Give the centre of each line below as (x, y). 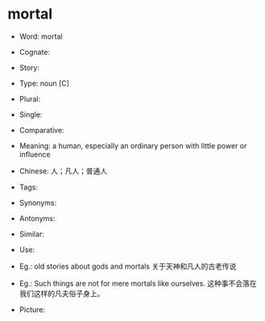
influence (35, 154)
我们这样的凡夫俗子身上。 (62, 293)
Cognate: (34, 52)
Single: (31, 115)
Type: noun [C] (44, 83)
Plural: (30, 98)
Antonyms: (37, 218)
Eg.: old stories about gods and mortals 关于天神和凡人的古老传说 (128, 266)
